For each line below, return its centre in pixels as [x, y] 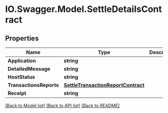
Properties [22, 38]
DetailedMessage [29, 69]
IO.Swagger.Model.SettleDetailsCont [84, 9]
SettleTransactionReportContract [104, 85]
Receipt [17, 93]
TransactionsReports [33, 85]
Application [22, 61]
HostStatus [21, 77]
